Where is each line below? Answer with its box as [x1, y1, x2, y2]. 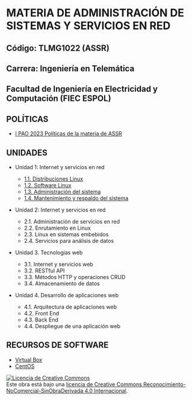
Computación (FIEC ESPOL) [6, 94, 111, 104]
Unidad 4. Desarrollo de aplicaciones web [14, 291, 119, 298]
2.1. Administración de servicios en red [23, 218, 120, 225]
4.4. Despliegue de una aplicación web [23, 322, 121, 329]
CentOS [14, 363, 35, 370]
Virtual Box [14, 356, 43, 363]
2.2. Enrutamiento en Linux [23, 224, 91, 231]
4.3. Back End [23, 316, 59, 323]
